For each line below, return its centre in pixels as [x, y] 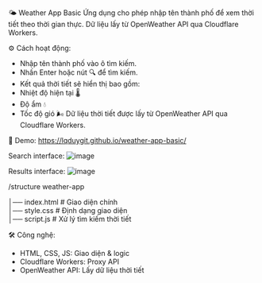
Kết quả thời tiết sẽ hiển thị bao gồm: [80, 84]
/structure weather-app [46, 186]
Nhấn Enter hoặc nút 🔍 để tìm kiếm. [79, 72]
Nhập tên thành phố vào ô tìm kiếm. [78, 63]
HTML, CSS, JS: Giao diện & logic [74, 253]
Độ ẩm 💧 [33, 104]
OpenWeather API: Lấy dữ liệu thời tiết [82, 270]
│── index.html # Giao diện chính [63, 202]
